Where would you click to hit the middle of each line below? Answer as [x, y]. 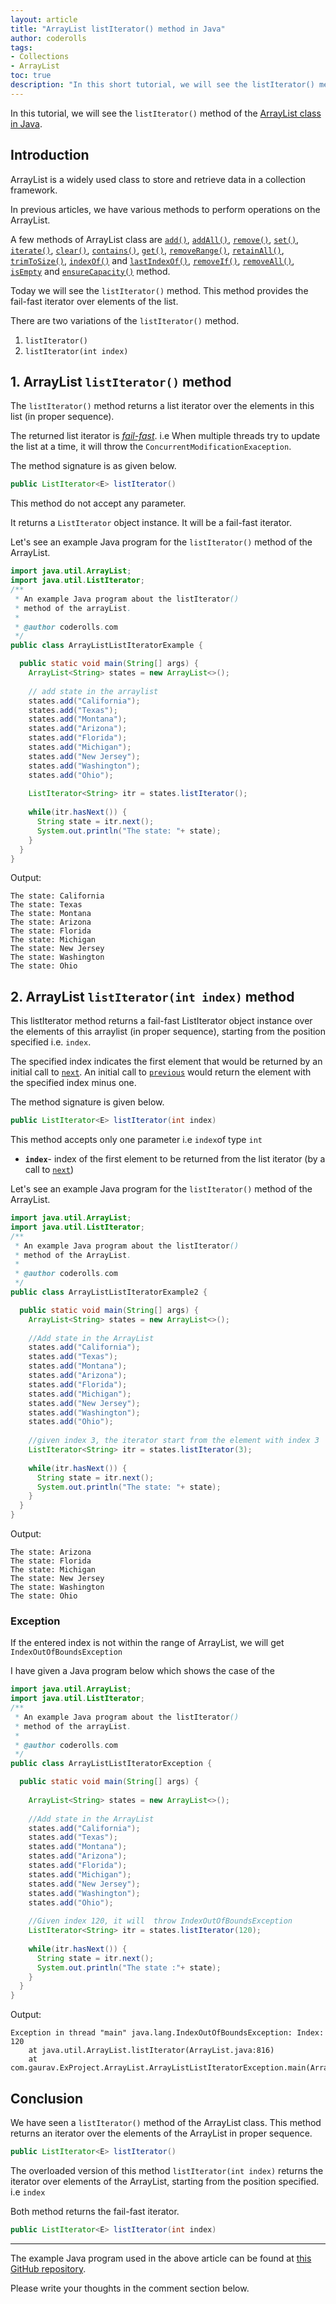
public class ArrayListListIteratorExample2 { [109, 1292]
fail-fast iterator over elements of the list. [94, 301]
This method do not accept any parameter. [98, 503]
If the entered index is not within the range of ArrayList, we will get [147, 1643]
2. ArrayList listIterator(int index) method [152, 996]
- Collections [40, 57]
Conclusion [47, 2098]
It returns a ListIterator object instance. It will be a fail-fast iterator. [151, 523]
